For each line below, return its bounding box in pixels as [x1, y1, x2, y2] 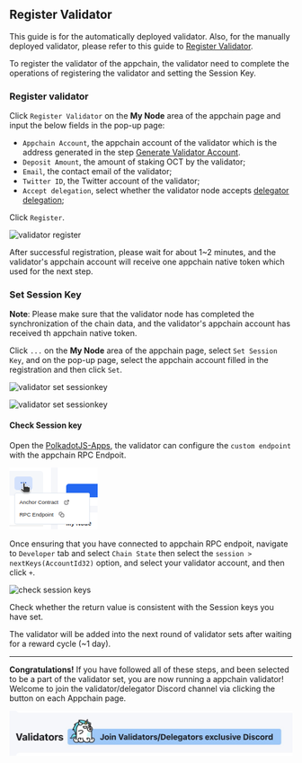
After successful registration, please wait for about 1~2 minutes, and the [9, 247, 277, 258]
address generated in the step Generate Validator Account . [22, 147, 241, 158]
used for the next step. [9, 266, 93, 277]
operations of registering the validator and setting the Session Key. [9, 67, 256, 78]
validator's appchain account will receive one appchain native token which [9, 256, 285, 268]
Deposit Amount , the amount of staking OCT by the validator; [22, 156, 246, 167]
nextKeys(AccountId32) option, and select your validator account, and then [9, 557, 285, 568]
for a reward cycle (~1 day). [9, 638, 111, 649]
